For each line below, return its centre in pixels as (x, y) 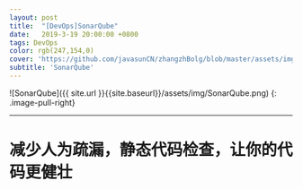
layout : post (34, 17)
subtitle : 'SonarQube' (52, 68)
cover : (22, 59)
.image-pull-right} (43, 102)
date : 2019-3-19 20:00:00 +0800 (74, 34)
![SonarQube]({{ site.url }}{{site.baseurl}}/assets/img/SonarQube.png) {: (143, 93)
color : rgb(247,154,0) (52, 51)
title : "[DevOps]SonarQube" (64, 26)
